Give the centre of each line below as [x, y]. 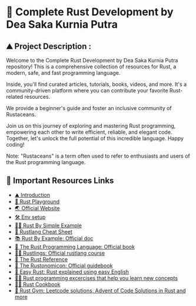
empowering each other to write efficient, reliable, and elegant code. [89, 132]
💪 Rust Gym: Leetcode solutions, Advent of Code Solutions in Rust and [100, 290]
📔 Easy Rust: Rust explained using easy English [72, 272]
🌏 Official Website [37, 208]
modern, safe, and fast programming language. [63, 73]
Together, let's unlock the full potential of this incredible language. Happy [95, 138]
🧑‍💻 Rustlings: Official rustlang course [59, 253]
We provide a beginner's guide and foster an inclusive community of [89, 108]
